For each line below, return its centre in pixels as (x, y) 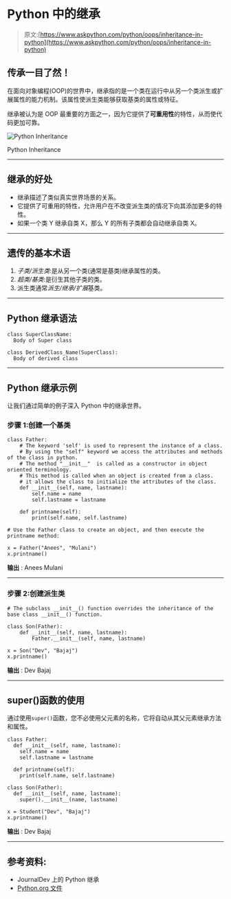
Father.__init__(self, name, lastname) (89, 639)
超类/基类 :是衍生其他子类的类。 (61, 280)
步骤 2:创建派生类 (36, 594)
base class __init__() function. (55, 614)
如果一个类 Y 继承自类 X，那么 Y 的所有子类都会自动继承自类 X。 (109, 223)
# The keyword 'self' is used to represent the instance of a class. (121, 446)
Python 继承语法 (42, 318)
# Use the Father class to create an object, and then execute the (106, 530)
